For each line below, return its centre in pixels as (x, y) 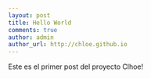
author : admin (31, 37)
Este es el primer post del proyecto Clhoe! (76, 66)
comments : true (33, 30)
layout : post (29, 15)
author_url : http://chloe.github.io (68, 45)
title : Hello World (40, 23)
